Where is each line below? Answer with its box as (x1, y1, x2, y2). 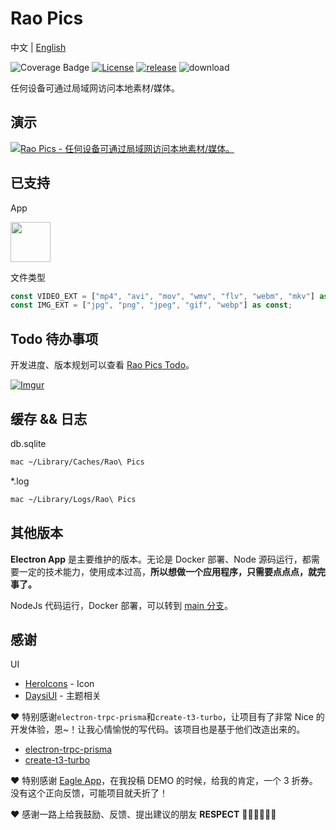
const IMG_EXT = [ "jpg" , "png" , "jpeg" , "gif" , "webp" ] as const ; (10, 300, 293, 311)
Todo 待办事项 (10, 330, 99, 347)
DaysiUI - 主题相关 (24, 690, 102, 702)
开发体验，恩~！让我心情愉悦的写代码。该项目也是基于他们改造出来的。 (10, 723, 306, 736)
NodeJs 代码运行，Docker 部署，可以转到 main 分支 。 (10, 599, 233, 611)
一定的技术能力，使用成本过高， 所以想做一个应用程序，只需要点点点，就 (18, 565, 317, 577)
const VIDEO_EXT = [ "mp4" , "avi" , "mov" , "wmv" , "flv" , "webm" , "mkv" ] (10, 291, 316, 301)
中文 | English (10, 41, 67, 53)
